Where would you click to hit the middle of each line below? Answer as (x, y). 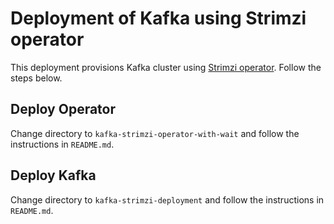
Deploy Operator (63, 109)
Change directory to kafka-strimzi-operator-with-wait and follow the (155, 133)
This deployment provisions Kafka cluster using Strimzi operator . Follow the (166, 67)
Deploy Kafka (53, 175)
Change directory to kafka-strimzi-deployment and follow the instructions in (167, 199)
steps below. (36, 78)
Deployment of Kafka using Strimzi (158, 18)
